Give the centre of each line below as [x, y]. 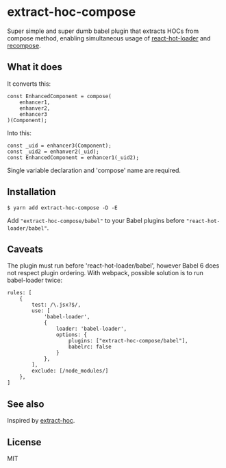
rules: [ [20, 293]
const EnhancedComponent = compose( [59, 96]
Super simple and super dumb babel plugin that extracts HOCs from [103, 31]
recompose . [24, 45]
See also [26, 404]
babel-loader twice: [35, 280]
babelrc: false [90, 347]
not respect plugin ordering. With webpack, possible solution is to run [105, 273]
